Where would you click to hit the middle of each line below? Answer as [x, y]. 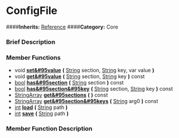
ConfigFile [32, 11]
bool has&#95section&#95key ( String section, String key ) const [94, 89]
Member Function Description [49, 129]
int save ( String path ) [41, 114]
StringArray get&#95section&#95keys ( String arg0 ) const [86, 101]
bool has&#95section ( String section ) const [69, 83]
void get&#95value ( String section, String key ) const [80, 76]
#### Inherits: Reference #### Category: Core [62, 27]
